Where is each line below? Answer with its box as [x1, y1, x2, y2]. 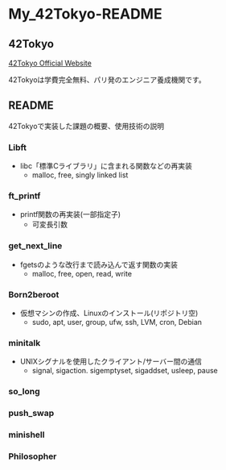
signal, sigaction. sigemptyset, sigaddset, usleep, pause [31, 366, 219, 376]
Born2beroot [8, 289, 60, 300]
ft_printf [8, 190, 41, 202]
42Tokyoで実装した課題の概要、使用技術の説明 [8, 121, 165, 131]
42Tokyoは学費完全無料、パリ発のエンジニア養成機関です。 [8, 75, 207, 85]
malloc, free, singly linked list [31, 170, 129, 180]
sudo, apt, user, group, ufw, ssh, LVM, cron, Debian [31, 318, 203, 327]
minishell [8, 429, 45, 440]
